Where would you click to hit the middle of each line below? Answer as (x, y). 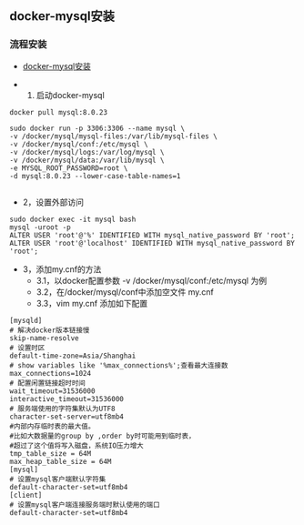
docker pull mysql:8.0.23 (58, 112)
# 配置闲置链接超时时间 (48, 383)
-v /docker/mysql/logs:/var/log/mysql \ (87, 152)
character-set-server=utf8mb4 (67, 417)
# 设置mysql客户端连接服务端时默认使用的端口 (85, 505)
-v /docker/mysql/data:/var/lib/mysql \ (87, 160)
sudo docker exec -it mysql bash (73, 219)
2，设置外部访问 (53, 202)
